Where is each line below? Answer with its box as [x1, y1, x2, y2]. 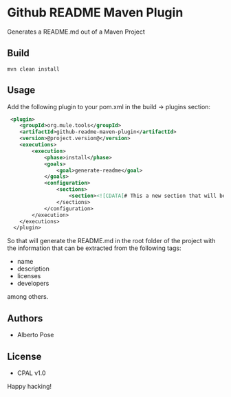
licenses [16, 272, 41, 280]
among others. [7, 293, 49, 301]
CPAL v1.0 [16, 369, 46, 377]
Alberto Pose [16, 331, 54, 339]
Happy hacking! [7, 382, 52, 390]
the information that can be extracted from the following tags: [7, 244, 181, 252]
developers [16, 280, 49, 288]
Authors [7, 313, 43, 324]
